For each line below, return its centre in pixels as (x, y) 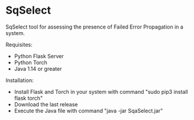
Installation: (20, 80)
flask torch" (28, 98)
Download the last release (46, 104)
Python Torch (31, 62)
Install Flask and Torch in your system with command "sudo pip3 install (101, 91)
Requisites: (19, 45)
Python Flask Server (39, 56)
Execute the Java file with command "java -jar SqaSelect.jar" (88, 110)
